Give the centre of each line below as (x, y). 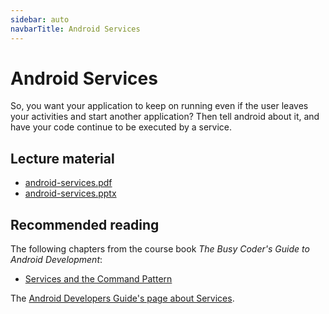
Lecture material (62, 158)
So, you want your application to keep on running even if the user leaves (159, 106)
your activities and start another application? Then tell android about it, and (165, 117)
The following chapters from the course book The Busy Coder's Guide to (160, 249)
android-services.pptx (70, 193)
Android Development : (56, 260)
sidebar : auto (40, 19)
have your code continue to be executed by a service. (121, 127)
